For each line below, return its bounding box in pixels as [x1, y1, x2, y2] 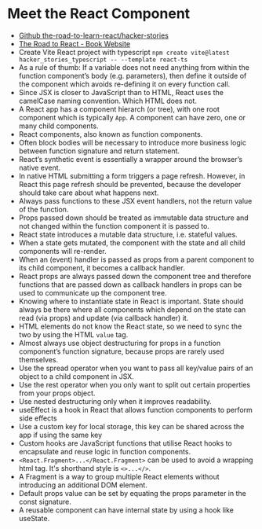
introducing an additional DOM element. [18, 480, 148, 490]
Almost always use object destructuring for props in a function [18, 338, 221, 347]
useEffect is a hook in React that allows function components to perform [18, 405, 253, 414]
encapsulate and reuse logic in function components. [18, 446, 191, 456]
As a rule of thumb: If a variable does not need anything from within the [18, 62, 250, 72]
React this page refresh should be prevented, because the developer [18, 179, 242, 189]
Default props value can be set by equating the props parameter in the [18, 488, 246, 498]
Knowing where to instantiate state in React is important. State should [18, 296, 244, 306]
